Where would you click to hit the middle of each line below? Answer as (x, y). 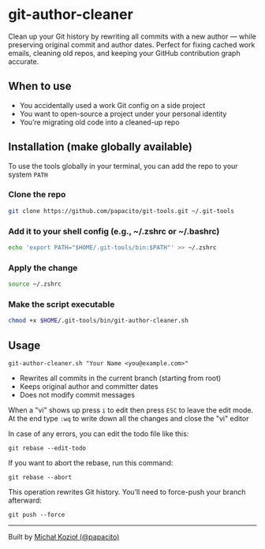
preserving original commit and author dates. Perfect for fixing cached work (132, 44)
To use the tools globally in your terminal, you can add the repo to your (123, 166)
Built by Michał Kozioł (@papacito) (64, 537)
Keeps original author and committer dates (89, 387)
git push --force (37, 515)
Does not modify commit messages (77, 395)
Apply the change (43, 267)
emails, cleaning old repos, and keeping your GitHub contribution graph (124, 53)
